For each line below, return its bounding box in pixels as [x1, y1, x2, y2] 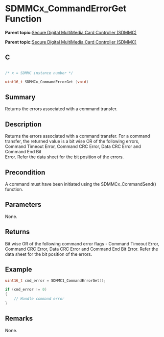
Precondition [5, 168, 46, 176]
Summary [5, 93, 36, 101]
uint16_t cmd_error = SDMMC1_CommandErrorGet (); [5, 278, 106, 283]
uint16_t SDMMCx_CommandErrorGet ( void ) [5, 79, 89, 84]
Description [5, 120, 42, 128]
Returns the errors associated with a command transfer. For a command [5, 133, 150, 139]
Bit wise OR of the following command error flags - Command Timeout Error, [5, 241, 160, 246]
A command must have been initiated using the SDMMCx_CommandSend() [5, 181, 157, 187]
